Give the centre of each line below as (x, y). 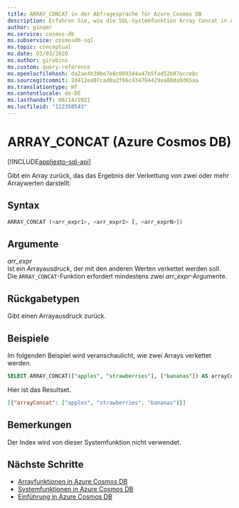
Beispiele (28, 338)
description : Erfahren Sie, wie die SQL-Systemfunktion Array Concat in (117, 21)
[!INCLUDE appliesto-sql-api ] (49, 162)
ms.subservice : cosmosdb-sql (51, 41)
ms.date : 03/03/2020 (38, 54)
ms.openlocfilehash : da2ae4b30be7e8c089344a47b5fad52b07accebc (103, 73)
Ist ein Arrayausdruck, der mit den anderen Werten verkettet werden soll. (114, 269)
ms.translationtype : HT (43, 87)
